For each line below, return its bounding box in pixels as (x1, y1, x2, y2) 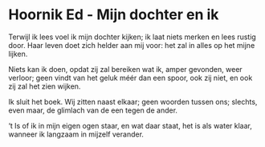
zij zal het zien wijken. (8, 81, 81, 91)
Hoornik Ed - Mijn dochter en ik (8, 6, 219, 24)
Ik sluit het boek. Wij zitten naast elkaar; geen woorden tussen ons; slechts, (8, 97, 258, 106)
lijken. (8, 49, 28, 58)
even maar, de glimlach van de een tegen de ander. (8, 105, 178, 115)
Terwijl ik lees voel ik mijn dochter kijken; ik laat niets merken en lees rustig (8, 32, 257, 42)
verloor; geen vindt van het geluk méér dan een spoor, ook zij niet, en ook (8, 73, 253, 82)
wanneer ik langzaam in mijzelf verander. (8, 129, 145, 139)
